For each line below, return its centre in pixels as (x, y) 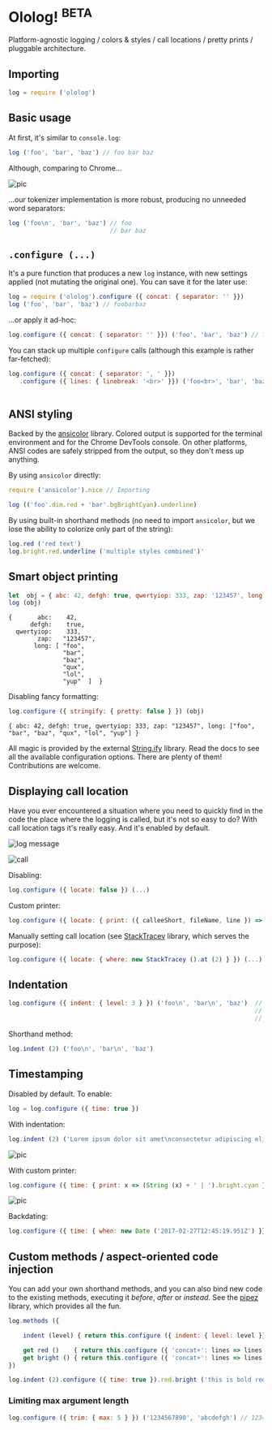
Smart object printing (64, 577)
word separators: (37, 208)
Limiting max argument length (69, 1401)
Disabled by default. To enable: (60, 1094)
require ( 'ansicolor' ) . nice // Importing (79, 490)
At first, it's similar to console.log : (65, 137)
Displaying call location (68, 791)
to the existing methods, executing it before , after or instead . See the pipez (134, 1298)
